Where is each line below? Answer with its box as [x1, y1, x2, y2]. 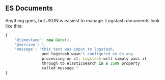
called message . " [41, 65, 79, 70]
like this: [5, 23, 23, 29]
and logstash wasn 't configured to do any [41, 52, 133, 57]
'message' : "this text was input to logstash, [14, 47, 115, 52]
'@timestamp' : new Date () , [14, 37, 72, 43]
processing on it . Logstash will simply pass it [41, 56, 147, 61]
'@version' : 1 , [14, 42, 47, 47]
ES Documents [5, 4, 53, 13]
